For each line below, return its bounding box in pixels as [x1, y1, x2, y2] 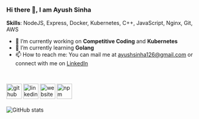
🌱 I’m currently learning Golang [15, 44, 95, 51]
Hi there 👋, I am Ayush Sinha [6, 5, 92, 14]
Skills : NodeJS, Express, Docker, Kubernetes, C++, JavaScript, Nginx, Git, [6, 20, 193, 27]
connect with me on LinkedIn [15, 60, 89, 67]
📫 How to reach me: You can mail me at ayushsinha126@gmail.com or [15, 51, 194, 59]
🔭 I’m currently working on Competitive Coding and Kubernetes [15, 38, 178, 45]
